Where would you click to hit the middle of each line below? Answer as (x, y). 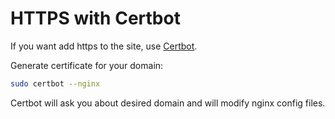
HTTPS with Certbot (95, 18)
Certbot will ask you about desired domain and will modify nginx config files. (168, 103)
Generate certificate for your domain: (87, 65)
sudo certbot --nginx (55, 83)
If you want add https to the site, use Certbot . (104, 46)
